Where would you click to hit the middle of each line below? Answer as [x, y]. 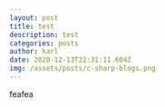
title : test [32, 26]
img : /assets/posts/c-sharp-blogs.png [82, 69]
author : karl [34, 52]
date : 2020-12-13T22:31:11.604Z [70, 60]
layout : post [34, 18]
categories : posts [44, 43]
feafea [21, 94]
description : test [44, 34]
